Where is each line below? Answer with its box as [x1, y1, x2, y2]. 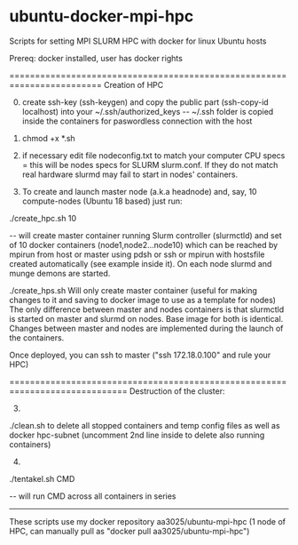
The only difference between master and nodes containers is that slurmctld [9, 304, 285, 315]
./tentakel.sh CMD [9, 473, 75, 484]
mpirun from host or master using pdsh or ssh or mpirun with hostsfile [9, 249, 265, 260]
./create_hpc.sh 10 [9, 212, 77, 223]
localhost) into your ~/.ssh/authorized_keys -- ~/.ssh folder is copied [21, 106, 274, 116]
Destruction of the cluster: [129, 385, 225, 397]
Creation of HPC [103, 79, 164, 90]
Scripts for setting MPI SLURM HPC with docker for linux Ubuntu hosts [9, 36, 267, 46]
